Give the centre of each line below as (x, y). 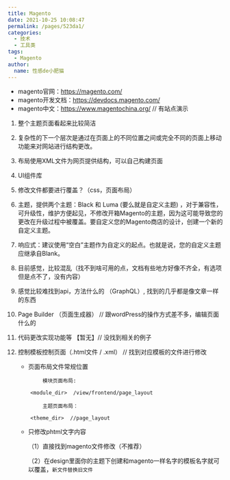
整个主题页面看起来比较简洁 (57, 123)
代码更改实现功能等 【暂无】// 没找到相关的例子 (85, 337)
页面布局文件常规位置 (58, 366)
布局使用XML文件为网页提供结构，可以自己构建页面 (90, 160)
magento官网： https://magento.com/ (70, 91)
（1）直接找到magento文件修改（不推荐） (87, 446)
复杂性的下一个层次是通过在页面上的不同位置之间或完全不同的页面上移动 (119, 137)
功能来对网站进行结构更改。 (57, 146)
